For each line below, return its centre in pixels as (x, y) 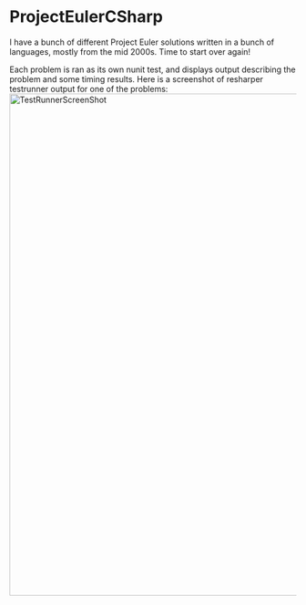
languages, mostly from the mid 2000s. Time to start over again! (130, 51)
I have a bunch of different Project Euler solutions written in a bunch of (142, 42)
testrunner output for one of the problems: (89, 89)
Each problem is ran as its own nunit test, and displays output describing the (153, 69)
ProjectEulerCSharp (87, 17)
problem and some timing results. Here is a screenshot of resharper (137, 78)
